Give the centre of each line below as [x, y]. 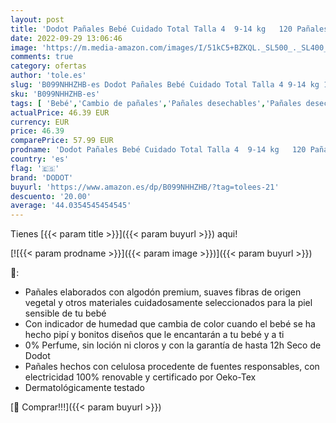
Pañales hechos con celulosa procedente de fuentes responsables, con [172, 367]
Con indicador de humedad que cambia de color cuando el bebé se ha [170, 324]
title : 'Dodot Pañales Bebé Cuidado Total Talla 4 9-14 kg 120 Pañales [169, 29]
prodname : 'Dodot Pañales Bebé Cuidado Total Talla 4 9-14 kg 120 [158, 150]
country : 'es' [40, 159]
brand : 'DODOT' [42, 177]
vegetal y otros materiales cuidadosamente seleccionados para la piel [168, 303]
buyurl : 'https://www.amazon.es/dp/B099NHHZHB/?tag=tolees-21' [145, 187]
